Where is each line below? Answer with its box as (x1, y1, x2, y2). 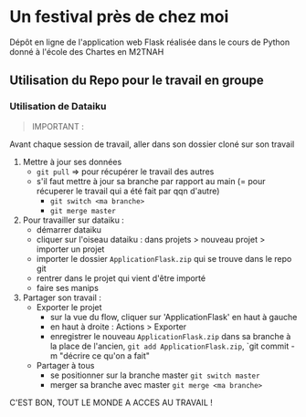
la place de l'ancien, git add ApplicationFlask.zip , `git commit (49, 340, 290, 351)
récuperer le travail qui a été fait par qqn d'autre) (36, 185, 220, 196)
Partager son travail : (22, 292, 102, 303)
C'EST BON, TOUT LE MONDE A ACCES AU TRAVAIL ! (9, 397, 213, 408)
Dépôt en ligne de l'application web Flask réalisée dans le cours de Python (9, 36, 290, 47)
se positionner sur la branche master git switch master (49, 370, 260, 381)
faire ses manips (36, 282, 99, 293)
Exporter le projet (36, 301, 102, 312)
